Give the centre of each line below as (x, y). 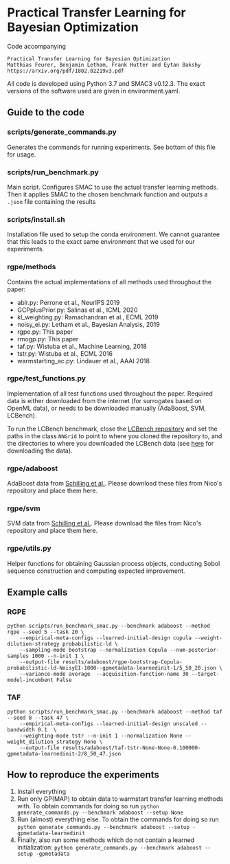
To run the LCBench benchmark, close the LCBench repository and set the (112, 429)
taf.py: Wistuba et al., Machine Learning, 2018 (82, 346)
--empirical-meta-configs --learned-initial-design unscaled (108, 724)
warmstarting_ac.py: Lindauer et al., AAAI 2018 (83, 361)
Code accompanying (37, 46)
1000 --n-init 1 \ (58, 656)
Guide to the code (46, 112)
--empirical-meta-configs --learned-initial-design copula (106, 638)
